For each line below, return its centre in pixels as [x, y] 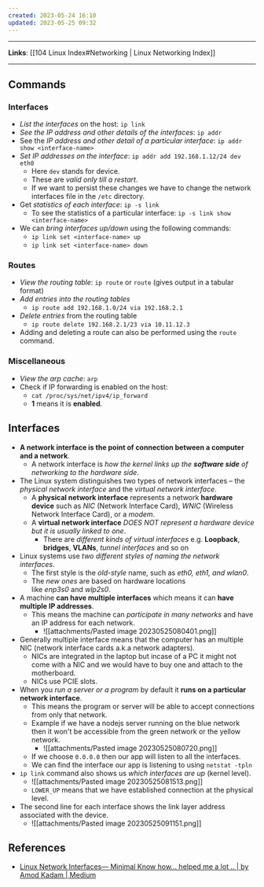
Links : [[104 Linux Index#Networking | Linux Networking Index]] [112, 53]
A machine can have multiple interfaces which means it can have [126, 598]
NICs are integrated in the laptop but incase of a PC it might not [134, 656]
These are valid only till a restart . [84, 180]
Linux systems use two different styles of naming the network [119, 556]
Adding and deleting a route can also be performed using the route [128, 333]
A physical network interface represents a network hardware [132, 497]
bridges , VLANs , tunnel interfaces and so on [116, 547]
